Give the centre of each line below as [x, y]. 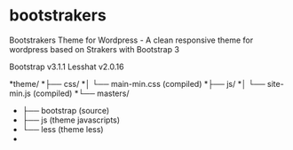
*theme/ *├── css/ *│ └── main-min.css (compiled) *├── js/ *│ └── [137, 83]
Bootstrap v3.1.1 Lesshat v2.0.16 [67, 67]
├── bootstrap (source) [66, 110]
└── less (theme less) [63, 129]
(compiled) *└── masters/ [81, 93]
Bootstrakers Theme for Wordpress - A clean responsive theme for [131, 40]
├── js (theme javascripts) [71, 120]
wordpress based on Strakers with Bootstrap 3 [95, 49]
